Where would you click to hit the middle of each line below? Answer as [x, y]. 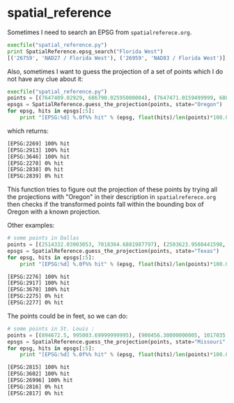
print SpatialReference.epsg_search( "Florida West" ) [85, 51]
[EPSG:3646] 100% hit [39, 156]
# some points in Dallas [43, 238]
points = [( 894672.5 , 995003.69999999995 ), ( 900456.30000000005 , [104, 335]
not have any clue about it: [45, 79]
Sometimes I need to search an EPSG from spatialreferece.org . [100, 32]
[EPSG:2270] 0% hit [36, 163]
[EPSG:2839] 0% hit [36, 176]
